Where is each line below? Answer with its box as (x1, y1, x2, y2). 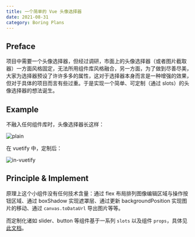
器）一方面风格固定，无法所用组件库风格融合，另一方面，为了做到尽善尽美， (6, 65, 192, 72)
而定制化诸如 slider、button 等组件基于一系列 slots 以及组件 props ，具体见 (6, 217, 187, 224)
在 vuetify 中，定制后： (6, 145, 62, 152)
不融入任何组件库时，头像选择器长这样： (6, 121, 104, 128)
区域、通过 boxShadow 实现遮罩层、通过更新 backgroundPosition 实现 (11, 197, 183, 204)
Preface (6, 41, 36, 51)
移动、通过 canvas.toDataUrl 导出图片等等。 (16, 204, 124, 212)
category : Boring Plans (6, 19, 65, 25)
